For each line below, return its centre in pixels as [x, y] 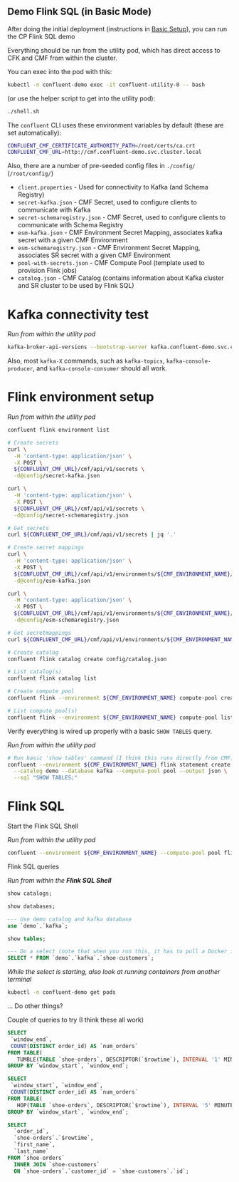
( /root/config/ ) [31, 173]
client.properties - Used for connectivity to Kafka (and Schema [113, 187]
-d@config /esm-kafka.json [52, 581]
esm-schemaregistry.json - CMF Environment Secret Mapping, [109, 248]
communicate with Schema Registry [70, 225]
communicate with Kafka [54, 210]
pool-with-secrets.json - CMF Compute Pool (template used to [111, 263]
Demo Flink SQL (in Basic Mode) [79, 12]
